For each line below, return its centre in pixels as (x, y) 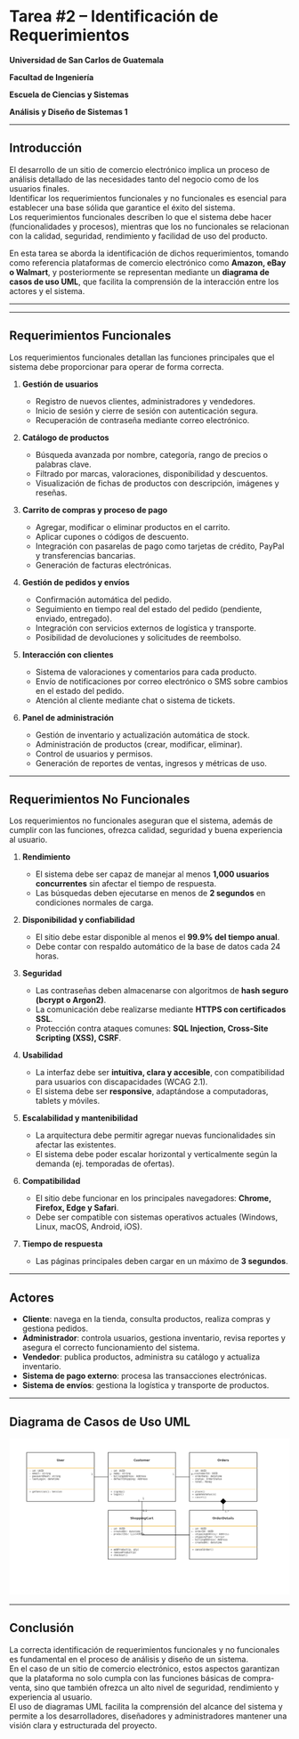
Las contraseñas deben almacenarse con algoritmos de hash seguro (162, 991)
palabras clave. (63, 464)
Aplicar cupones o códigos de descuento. (112, 536)
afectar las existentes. (76, 1145)
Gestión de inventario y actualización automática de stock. (143, 735)
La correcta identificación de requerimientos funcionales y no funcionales (145, 1649)
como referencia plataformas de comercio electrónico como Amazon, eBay (148, 262)
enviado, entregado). (74, 618)
